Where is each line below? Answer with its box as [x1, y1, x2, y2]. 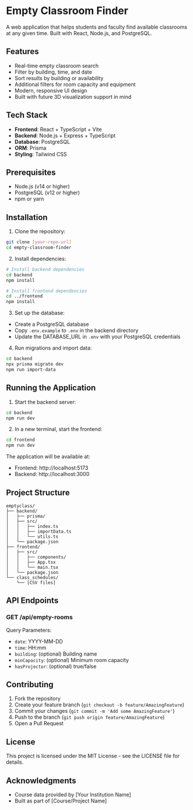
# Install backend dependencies [6, 266, 85, 273]
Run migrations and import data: [14, 344, 92, 351]
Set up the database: [14, 309, 65, 316]
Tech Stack [6, 110, 48, 120]
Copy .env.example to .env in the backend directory [14, 327, 139, 334]
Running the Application [6, 383, 96, 393]
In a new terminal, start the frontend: [14, 426, 103, 433]
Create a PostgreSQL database [14, 320, 89, 328]
